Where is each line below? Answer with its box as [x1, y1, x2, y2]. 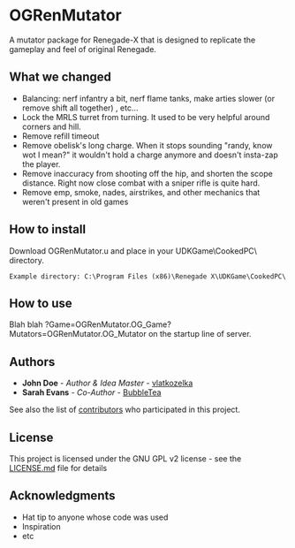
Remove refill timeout [21, 130, 100, 141]
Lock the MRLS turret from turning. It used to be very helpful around [21, 111, 270, 122]
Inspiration [21, 521, 61, 531]
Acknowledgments [9, 488, 117, 504]
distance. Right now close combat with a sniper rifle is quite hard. [21, 178, 261, 188]
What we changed [9, 70, 112, 85]
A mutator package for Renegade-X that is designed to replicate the [9, 34, 256, 45]
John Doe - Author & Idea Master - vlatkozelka [21, 377, 193, 389]
